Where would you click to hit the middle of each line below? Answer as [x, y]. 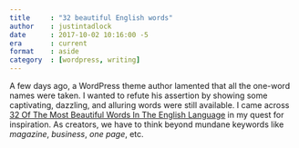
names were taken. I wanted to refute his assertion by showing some [139, 95]
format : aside [44, 52]
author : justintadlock [61, 26]
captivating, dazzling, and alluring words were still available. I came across [149, 105]
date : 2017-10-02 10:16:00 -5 [79, 35]
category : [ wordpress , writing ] [75, 60]
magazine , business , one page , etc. [77, 134]
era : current [49, 43]
